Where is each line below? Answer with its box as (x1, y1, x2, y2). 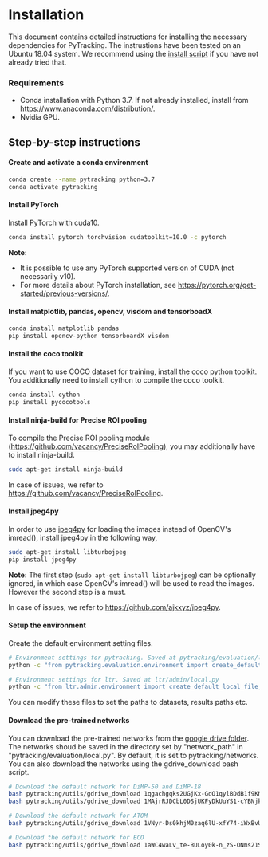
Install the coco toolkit (8, 349, 84, 359)
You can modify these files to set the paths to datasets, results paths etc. (8, 698, 249, 707)
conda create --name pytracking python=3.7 (8, 175, 156, 183)
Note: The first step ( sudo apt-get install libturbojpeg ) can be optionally (8, 570, 257, 580)
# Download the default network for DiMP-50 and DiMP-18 (8, 783, 202, 791)
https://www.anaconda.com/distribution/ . (19, 104, 156, 113)
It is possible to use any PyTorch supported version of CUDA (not (19, 263, 235, 273)
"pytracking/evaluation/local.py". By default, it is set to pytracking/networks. (8, 750, 259, 760)
